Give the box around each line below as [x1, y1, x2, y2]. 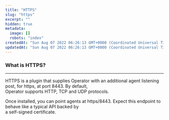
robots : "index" [10, 36, 44, 41]
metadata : [5, 26, 26, 31]
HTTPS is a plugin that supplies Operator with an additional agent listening [5, 78, 159, 84]
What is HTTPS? [5, 62, 46, 69]
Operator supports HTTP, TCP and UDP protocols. [5, 88, 109, 94]
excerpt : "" [5, 17, 30, 22]
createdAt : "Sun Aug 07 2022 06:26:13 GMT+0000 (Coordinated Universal [5, 40, 158, 45]
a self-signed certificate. [5, 109, 56, 115]
